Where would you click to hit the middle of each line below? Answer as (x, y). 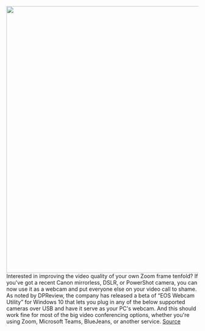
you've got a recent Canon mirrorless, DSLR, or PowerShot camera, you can (102, 283)
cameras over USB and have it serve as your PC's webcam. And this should (101, 308)
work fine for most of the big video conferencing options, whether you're (98, 315)
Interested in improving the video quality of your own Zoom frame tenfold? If (102, 276)
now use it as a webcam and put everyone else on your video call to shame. (102, 289)
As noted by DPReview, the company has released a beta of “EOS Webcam (101, 295)
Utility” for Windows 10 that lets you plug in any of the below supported (96, 302)
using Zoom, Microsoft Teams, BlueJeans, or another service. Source (94, 321)
